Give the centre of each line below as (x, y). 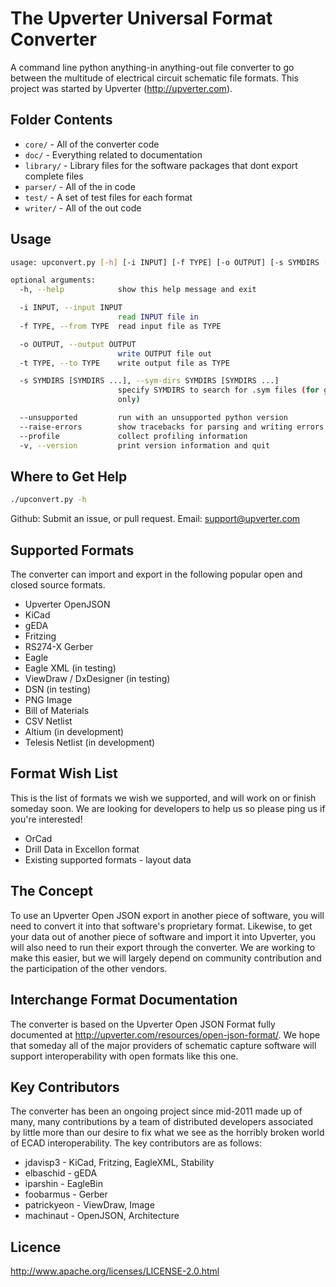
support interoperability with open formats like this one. (124, 1056)
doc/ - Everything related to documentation (113, 154)
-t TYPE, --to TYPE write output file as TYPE (124, 363)
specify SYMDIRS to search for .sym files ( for (218, 390)
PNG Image (48, 700)
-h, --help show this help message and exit (138, 290)
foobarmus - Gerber (66, 1194)
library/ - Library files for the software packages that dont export (161, 165)
